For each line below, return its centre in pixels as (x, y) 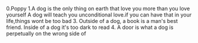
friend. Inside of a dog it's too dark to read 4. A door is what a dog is (90, 27)
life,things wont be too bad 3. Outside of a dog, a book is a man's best (92, 21)
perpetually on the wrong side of (46, 34)
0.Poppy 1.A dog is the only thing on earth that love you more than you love (98, 9)
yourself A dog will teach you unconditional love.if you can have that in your (99, 15)
